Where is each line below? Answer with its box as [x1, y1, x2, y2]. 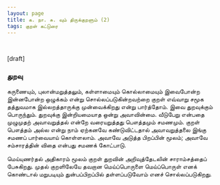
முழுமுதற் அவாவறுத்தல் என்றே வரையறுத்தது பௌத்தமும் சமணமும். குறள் [7, 117, 200, 126]
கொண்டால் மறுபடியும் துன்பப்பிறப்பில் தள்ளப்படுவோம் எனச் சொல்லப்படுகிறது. [7, 170, 212, 178]
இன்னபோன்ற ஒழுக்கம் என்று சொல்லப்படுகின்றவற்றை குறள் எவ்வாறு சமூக [7, 95, 204, 103]
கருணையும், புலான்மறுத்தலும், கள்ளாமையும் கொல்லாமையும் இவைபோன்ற [7, 87, 200, 96]
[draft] [7, 55, 25, 63]
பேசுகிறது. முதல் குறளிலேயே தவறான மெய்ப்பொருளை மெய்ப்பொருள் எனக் [7, 162, 197, 171]
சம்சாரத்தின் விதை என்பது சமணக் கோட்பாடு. [7, 141, 126, 149]
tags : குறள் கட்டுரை [7, 23, 58, 29]
